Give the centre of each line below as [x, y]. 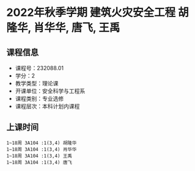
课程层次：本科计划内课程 [47, 106]
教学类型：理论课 [37, 83]
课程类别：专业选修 [39, 99]
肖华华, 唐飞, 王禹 [77, 28]
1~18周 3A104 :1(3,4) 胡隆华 [42, 143]
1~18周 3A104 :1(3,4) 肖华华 [42, 149]
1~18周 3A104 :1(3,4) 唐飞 [39, 162]
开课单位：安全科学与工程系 [50, 91]
